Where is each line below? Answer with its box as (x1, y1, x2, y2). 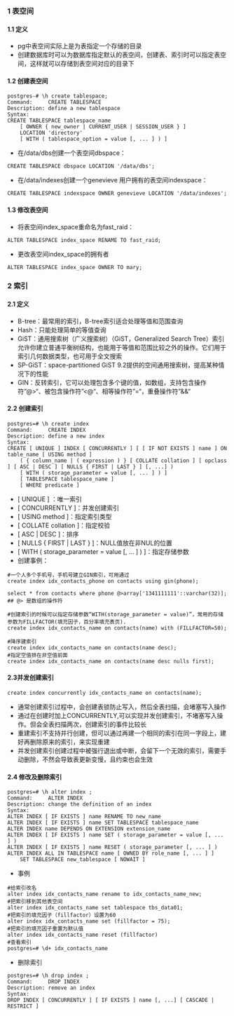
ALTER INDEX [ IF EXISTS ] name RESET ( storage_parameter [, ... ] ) (7, 844, 218, 851)
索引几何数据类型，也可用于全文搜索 (17, 352, 123, 360)
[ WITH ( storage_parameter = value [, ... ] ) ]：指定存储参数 (17, 547, 189, 555)
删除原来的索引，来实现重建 (29, 738, 110, 746)
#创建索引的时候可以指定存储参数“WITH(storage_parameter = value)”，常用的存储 (7, 611, 224, 618)
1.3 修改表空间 (7, 205, 48, 214)
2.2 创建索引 (7, 405, 43, 413)
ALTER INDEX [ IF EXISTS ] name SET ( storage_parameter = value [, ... (7, 832, 224, 839)
